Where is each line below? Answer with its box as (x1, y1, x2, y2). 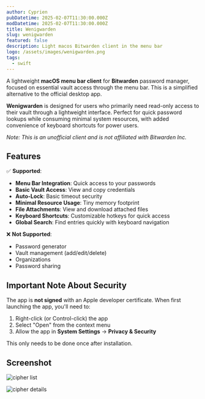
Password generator (15, 243, 67, 250)
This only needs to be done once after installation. (6, 340, 133, 347)
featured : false (6, 37, 48, 44)
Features (6, 151, 41, 161)
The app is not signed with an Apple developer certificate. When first (6, 297, 182, 304)
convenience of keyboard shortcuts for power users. (6, 121, 139, 129)
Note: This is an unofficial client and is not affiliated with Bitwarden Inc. (6, 133, 187, 141)
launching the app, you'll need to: (6, 303, 91, 310)
